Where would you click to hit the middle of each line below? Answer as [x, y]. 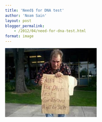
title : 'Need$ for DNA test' [35, 10]
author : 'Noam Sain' [26, 15]
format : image [20, 36]
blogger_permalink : [25, 26]
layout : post [18, 21]
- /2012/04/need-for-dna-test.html [50, 31]
